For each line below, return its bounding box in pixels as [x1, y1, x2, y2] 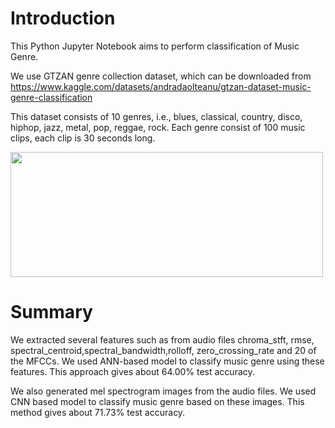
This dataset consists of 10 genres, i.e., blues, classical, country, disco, [10, 110, 303, 122]
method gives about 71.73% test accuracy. [10, 406, 186, 418]
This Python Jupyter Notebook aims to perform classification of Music [10, 40, 300, 52]
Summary [10, 301, 93, 324]
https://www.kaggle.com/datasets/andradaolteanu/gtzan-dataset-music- [10, 80, 312, 92]
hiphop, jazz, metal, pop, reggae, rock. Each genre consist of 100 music [10, 121, 306, 133]
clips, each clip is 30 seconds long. [10, 132, 156, 144]
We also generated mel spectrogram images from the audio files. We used [10, 385, 317, 397]
